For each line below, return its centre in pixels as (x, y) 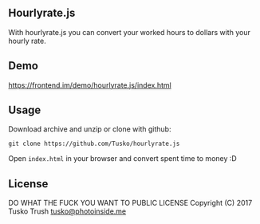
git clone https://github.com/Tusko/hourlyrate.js (94, 144)
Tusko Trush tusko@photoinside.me (67, 211)
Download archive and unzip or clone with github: (90, 129)
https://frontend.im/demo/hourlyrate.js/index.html (90, 85)
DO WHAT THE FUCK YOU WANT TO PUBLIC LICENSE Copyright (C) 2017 (130, 203)
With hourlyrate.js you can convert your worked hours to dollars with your (130, 32)
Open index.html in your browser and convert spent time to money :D (122, 159)
